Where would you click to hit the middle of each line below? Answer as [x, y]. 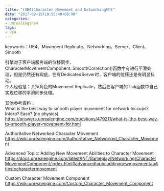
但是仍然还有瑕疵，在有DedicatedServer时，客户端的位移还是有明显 [82, 74]
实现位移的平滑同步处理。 [31, 93]
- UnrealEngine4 [22, 23]
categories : [17, 19]
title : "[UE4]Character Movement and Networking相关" [60, 10]
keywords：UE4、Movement [34, 47]
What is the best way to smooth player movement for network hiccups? [77, 108]
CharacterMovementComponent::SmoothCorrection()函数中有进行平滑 [76, 68]
